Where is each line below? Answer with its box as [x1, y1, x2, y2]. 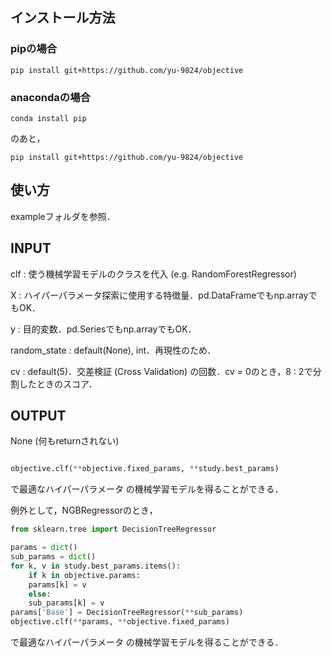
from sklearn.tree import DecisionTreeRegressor [10, 524, 217, 535]
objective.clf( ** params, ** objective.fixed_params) [10, 617, 230, 627]
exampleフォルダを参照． [10, 210, 116, 222]
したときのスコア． [18, 378, 98, 390]
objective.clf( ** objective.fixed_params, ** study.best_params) [10, 464, 280, 474]
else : [28, 589, 52, 599]
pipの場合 [10, 42, 58, 56]
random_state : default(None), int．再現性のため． [10, 344, 217, 356]
